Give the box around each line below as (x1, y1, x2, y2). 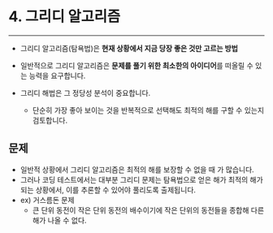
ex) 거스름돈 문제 (19, 195, 75, 205)
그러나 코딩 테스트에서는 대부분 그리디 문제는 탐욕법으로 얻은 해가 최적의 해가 (19, 175, 264, 184)
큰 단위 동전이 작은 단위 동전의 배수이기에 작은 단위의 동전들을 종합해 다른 (32, 205, 265, 215)
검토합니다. (32, 115, 68, 125)
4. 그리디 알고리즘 (8, 7, 121, 26)
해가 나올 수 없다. (32, 215, 87, 225)
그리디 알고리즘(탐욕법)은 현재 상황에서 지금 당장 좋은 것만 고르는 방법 (19, 43, 238, 53)
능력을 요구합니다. (28, 71, 86, 80)
